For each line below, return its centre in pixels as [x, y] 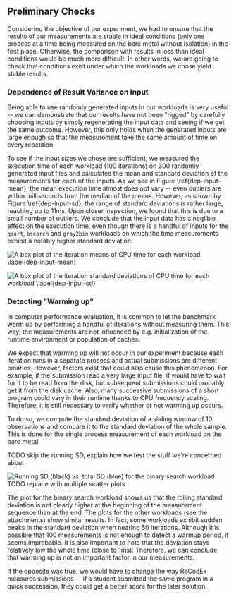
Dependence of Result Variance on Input [78, 92]
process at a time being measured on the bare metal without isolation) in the [118, 43]
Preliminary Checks [51, 12]
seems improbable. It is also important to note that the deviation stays [108, 543]
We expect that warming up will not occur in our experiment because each [116, 353]
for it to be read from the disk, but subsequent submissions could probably [116, 383]
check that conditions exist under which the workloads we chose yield [109, 66]
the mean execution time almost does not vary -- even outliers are [125, 188]
